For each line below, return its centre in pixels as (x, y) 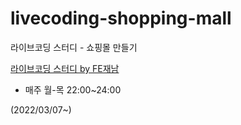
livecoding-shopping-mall (121, 18)
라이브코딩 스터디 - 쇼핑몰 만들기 (74, 47)
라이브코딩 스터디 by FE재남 (65, 68)
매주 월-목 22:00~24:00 (73, 89)
